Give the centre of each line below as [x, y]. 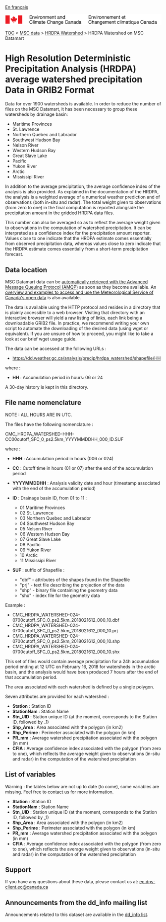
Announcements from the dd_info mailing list [76, 902]
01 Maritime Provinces [42, 507]
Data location [26, 270]
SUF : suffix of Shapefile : [38, 570]
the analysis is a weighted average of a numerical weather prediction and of [83, 197]
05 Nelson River [36, 528]
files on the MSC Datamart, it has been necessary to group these [71, 109]
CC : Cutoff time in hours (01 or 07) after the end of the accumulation [83, 468]
